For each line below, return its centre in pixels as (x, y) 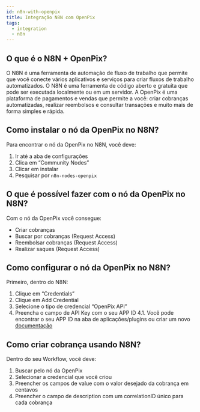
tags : (13, 23)
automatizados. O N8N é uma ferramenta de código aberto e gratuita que (97, 85)
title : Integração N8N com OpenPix (51, 17)
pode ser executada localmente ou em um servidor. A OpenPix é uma (92, 92)
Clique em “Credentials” (45, 294)
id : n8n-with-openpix (33, 12)
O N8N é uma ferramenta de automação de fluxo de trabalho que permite (97, 73)
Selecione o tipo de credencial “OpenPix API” (71, 306)
